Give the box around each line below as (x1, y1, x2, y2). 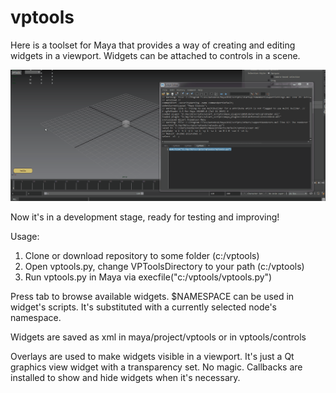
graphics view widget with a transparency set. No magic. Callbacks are (10, 361, 303, 373)
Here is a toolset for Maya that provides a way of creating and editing (10, 39, 296, 51)
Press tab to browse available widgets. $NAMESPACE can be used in (10, 291, 295, 303)
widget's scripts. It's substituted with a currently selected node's (10, 301, 278, 313)
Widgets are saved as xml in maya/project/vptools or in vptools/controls (10, 331, 307, 343)
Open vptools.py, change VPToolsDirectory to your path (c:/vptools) (24, 261, 305, 273)
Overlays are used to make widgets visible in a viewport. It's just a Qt (10, 351, 295, 363)
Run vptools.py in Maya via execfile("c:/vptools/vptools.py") (24, 271, 273, 283)
